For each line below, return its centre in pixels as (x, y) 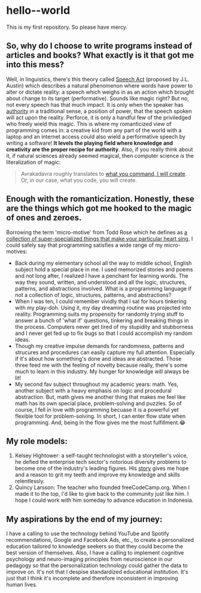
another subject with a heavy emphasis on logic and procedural (93, 390)
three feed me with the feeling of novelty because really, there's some (101, 365)
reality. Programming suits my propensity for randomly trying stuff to (99, 314)
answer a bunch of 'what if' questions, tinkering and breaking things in (102, 320)
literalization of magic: (33, 162)
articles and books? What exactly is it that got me (100, 56)
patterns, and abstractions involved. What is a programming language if (103, 288)
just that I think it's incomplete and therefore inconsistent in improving (92, 578)
